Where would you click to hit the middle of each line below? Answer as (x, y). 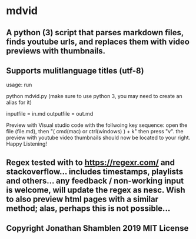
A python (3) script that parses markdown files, (95, 33)
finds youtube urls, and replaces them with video (98, 41)
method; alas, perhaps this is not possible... (88, 208)
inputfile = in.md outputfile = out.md (50, 114)
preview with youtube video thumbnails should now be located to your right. (98, 138)
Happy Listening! (26, 144)
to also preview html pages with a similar (82, 199)
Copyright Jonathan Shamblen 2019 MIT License (97, 228)
